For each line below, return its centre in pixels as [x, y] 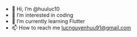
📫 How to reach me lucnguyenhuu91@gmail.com [71, 28]
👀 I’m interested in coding [42, 15]
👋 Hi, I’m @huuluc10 [36, 9]
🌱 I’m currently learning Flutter [48, 21]
